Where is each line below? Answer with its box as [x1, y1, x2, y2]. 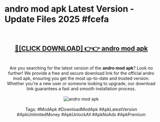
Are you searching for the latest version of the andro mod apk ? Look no [9, 65, 153, 71]
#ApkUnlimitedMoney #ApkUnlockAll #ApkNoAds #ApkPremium [17, 111, 146, 117]
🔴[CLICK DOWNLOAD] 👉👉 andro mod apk [14, 45, 148, 53]
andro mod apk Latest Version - [4, 3, 134, 15]
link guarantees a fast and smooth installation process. [26, 86, 136, 91]
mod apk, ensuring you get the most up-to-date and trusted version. [13, 75, 150, 81]
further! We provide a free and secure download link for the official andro [8, 70, 155, 76]
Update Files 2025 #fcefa [4, 14, 109, 25]
